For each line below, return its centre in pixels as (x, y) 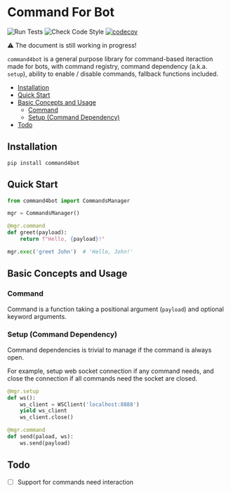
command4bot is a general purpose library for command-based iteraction (110, 59)
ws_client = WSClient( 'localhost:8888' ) (80, 405)
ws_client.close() (47, 418)
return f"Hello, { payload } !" (62, 239)
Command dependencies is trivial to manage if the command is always (110, 350)
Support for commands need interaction (75, 482)
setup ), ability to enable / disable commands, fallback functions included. (113, 74)
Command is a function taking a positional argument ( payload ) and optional (116, 309)
